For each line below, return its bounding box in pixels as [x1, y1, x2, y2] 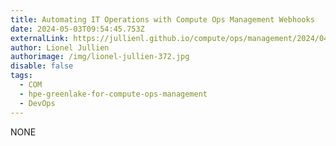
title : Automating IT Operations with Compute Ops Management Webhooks [10, 14, 315, 25]
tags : [10, 71, 33, 81]
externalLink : [10, 33, 70, 43]
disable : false [10, 61, 74, 71]
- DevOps [19, 98, 56, 108]
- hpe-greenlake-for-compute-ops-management [19, 89, 208, 99]
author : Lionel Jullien [10, 42, 110, 53]
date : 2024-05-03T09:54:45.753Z [10, 24, 145, 34]
